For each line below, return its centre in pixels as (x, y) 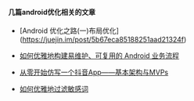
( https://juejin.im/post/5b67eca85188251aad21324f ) (103, 40)
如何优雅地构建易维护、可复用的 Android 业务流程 (99, 56)
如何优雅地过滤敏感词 (54, 89)
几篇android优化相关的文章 (52, 12)
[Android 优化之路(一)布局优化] (69, 31)
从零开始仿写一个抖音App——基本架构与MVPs (94, 72)
